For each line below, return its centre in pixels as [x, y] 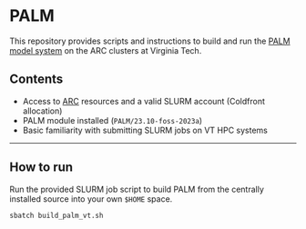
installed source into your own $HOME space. [91, 199]
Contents [36, 80]
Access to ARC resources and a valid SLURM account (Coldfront [144, 101]
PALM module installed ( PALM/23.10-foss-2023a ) [112, 120]
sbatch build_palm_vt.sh [56, 215]
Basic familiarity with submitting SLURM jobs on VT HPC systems [145, 130]
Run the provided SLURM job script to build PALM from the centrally [137, 189]
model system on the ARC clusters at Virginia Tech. [106, 50]
